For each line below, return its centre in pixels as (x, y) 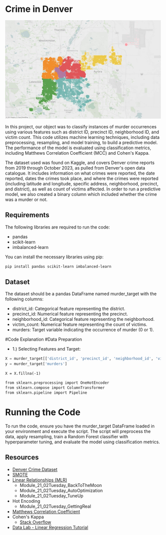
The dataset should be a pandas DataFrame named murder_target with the (81, 294)
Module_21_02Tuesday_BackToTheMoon (61, 485)
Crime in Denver (39, 9)
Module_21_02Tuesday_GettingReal (55, 506)
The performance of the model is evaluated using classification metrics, (78, 148)
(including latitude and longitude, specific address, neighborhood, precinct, (82, 183)
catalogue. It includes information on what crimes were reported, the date (80, 173)
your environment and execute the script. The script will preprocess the (78, 431)
